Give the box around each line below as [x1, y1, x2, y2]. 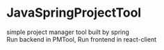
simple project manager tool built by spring [6, 28, 130, 36]
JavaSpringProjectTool [6, 5, 142, 21]
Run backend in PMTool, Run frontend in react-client [6, 35, 157, 43]
